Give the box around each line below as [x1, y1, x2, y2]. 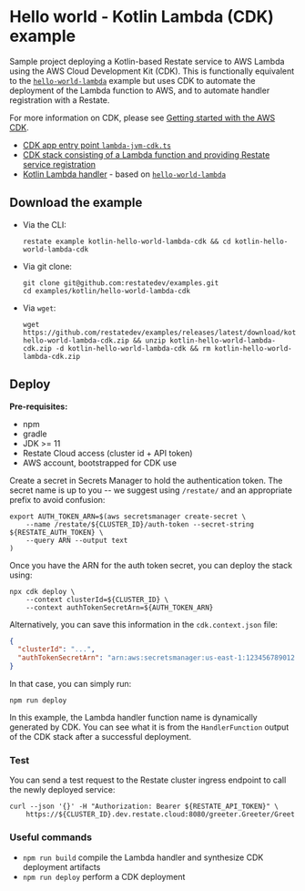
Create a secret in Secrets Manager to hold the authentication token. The [9, 475, 283, 486]
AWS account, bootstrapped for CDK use [22, 457, 178, 468]
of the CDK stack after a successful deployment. [9, 732, 192, 742]
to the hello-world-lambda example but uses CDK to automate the [9, 75, 256, 86]
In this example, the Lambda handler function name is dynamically [9, 712, 258, 723]
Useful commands [9, 831, 93, 844]
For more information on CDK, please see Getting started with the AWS [9, 112, 276, 123]
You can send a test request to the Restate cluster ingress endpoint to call [9, 774, 287, 785]
